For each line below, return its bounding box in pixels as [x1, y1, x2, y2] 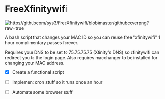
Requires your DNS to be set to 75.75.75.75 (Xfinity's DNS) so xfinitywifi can [5, 49, 159, 55]
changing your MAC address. [5, 60, 65, 66]
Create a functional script [12, 69, 64, 75]
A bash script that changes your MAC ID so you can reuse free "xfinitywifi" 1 [5, 34, 160, 40]
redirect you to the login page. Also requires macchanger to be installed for [5, 54, 158, 60]
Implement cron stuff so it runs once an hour [12, 79, 103, 85]
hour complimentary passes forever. [5, 39, 79, 45]
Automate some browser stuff [12, 89, 73, 95]
